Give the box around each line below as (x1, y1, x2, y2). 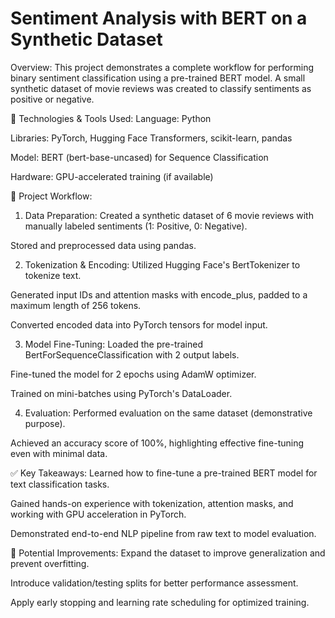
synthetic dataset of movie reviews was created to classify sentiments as (10, 82, 312, 94)
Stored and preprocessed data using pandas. (10, 239, 197, 251)
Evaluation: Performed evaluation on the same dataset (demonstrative (24, 407, 313, 419)
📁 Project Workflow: (10, 190, 93, 202)
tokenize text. (24, 269, 82, 281)
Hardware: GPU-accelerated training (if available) (10, 170, 214, 182)
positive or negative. (10, 93, 95, 105)
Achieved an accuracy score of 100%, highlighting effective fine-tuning (10, 437, 305, 449)
